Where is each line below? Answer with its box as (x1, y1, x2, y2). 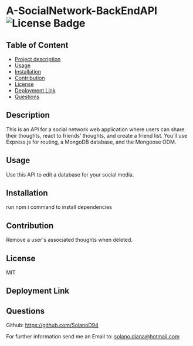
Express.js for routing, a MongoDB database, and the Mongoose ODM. (6, 138, 177, 145)
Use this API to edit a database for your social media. (6, 171, 134, 178)
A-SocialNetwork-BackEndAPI (6, 4, 157, 18)
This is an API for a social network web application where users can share (6, 125, 185, 133)
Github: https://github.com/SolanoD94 (6, 322, 99, 329)
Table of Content (6, 40, 69, 50)
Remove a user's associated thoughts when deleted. (6, 237, 133, 244)
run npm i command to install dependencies (6, 204, 113, 211)
